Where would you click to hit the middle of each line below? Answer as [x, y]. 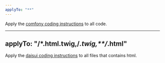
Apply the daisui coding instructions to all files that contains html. [71, 56]
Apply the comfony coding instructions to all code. [56, 24]
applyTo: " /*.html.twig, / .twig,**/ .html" [66, 44]
